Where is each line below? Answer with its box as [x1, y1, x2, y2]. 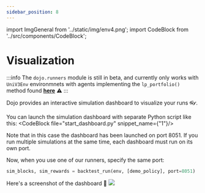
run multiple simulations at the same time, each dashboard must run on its [6, 138, 193, 145]
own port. [6, 144, 31, 151]
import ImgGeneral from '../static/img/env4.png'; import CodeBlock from [6, 26, 188, 33]
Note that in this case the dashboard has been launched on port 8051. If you [6, 131, 198, 139]
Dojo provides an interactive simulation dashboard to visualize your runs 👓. [6, 99, 198, 106]
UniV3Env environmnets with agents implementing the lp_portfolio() [6, 80, 181, 87]
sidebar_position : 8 [6, 9, 59, 15]
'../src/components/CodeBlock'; [6, 32, 87, 40]
